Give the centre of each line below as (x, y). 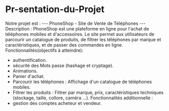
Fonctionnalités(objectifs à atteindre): (44, 50)
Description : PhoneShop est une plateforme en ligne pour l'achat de (77, 28)
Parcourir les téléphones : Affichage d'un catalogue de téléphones (82, 82)
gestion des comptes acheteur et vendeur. (57, 103)
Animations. (25, 71)
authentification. (30, 60)
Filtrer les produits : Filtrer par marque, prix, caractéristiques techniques (88, 92)
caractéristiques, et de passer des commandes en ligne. (64, 45)
